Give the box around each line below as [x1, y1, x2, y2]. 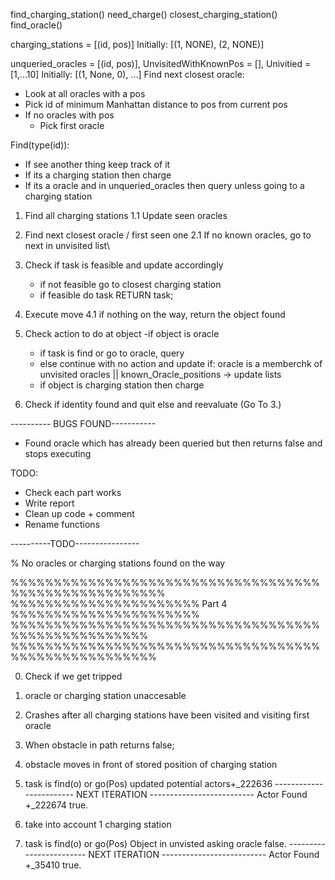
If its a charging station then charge [24, 169, 172, 181]
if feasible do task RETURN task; [39, 289, 174, 301]
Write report [24, 497, 75, 509]
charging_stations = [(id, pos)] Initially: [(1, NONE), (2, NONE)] [10, 39, 265, 50]
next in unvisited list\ [24, 240, 111, 251]
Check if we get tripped [24, 670, 123, 682]
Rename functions [24, 519, 101, 530]
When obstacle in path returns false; [24, 739, 175, 751]
